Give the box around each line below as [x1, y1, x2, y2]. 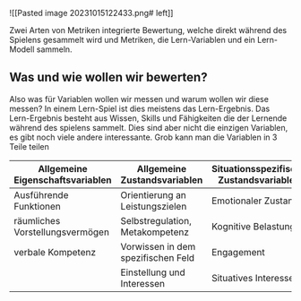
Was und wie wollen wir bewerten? [9, 70, 208, 85]
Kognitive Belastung [211, 219, 296, 232]
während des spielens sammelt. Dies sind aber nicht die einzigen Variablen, [9, 122, 288, 133]
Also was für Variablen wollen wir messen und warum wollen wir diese [9, 93, 269, 104]
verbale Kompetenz [13, 245, 97, 258]
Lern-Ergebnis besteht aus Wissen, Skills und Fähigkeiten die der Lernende [9, 112, 288, 124]
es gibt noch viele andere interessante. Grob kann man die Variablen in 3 [9, 132, 278, 142]
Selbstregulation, [120, 214, 193, 227]
